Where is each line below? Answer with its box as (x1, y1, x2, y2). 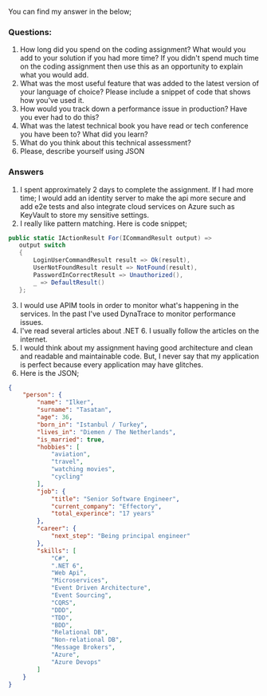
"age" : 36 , (37, 413, 73, 421)
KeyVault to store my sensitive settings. (19, 210, 150, 219)
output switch (18, 241, 66, 250)
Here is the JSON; (19, 368, 80, 378)
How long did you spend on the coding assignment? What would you (19, 45, 246, 54)
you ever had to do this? (19, 113, 100, 122)
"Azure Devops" (50, 658, 102, 666)
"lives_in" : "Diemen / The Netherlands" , (37, 428, 177, 436)
